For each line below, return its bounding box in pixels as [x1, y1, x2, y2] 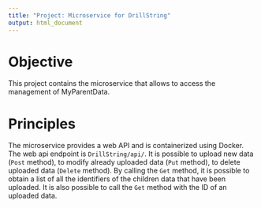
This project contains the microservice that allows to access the [8, 79, 216, 88]
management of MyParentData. [8, 87, 110, 97]
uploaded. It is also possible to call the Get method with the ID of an [8, 183, 227, 192]
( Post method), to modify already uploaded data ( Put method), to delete [8, 158, 240, 167]
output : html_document [8, 19, 83, 27]
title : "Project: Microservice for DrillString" [8, 11, 171, 20]
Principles [8, 115, 76, 132]
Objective [8, 53, 73, 71]
